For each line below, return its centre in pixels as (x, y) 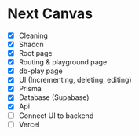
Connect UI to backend (56, 116)
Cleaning (33, 35)
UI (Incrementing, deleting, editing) (75, 80)
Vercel (29, 124)
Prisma (30, 89)
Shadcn (31, 44)
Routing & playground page (63, 62)
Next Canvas (50, 14)
